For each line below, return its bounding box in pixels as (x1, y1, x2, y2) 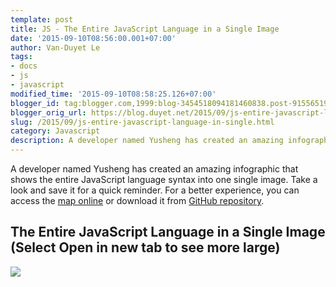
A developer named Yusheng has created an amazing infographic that (10, 163, 299, 175)
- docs (10, 61, 38, 71)
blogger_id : (10, 98, 60, 108)
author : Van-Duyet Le (10, 42, 101, 53)
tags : (10, 52, 33, 62)
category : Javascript (10, 126, 101, 136)
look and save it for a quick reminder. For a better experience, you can (10, 184, 300, 196)
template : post (10, 14, 74, 25)
